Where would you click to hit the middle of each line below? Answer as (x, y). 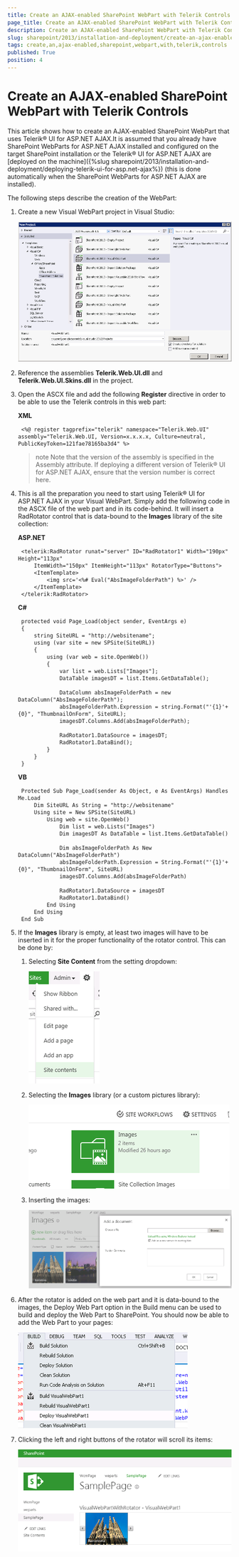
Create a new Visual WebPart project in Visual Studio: (96, 212)
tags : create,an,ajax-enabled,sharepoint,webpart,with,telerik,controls (117, 45)
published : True (31, 53)
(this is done (183, 169)
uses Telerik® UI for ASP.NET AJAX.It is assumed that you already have (112, 138)
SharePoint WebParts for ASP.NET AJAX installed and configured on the (113, 146)
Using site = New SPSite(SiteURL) (85, 813)
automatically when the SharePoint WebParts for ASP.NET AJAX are (107, 176)
